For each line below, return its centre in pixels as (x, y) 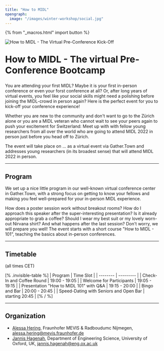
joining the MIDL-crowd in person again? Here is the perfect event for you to (82, 101)
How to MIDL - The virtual (62, 59)
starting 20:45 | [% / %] (29, 296)
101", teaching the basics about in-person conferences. (61, 234)
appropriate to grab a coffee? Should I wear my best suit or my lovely (74, 219)
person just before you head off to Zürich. (47, 137)
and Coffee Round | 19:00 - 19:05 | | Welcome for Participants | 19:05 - (81, 281)
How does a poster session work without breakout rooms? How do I (73, 208)
